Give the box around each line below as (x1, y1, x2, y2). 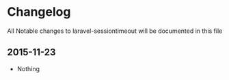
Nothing (16, 64, 40, 72)
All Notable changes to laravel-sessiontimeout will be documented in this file (7, 27, 223, 35)
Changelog (7, 4, 71, 20)
